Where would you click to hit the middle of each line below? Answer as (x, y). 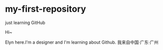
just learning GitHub (25, 23)
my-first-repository (46, 9)
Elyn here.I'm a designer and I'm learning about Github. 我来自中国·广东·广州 (82, 42)
